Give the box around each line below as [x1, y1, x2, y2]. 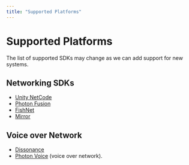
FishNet [14, 106, 35, 114]
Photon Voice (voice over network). [14, 152, 103, 160]
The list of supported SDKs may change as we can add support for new [6, 54, 183, 62]
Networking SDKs [6, 78, 74, 88]
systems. [6, 60, 29, 68]
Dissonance [14, 146, 45, 153]
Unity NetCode [14, 94, 52, 101]
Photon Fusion [14, 100, 51, 108]
